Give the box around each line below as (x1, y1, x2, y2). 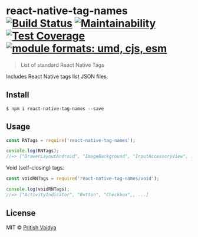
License (6, 208, 36, 218)
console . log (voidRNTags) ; (6, 186, 70, 193)
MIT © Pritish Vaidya (6, 223, 57, 231)
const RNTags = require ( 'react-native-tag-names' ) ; (6, 137, 136, 143)
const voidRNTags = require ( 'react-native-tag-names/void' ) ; (6, 176, 160, 181)
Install (6, 90, 29, 100)
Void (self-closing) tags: (6, 164, 65, 171)
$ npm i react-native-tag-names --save (6, 105, 104, 112)
